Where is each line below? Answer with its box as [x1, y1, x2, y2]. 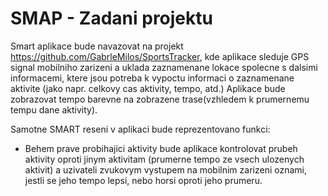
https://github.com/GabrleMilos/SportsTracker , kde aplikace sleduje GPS [10, 50, 310, 62]
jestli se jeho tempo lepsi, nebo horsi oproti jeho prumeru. [24, 174, 263, 186]
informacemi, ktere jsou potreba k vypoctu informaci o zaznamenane [10, 72, 295, 84]
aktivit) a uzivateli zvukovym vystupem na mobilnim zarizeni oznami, [24, 163, 307, 176]
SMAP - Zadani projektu [10, 7, 213, 30]
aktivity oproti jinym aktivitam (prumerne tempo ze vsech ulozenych [24, 153, 305, 165]
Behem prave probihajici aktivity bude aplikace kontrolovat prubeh [24, 142, 298, 154]
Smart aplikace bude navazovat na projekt [10, 40, 184, 52]
